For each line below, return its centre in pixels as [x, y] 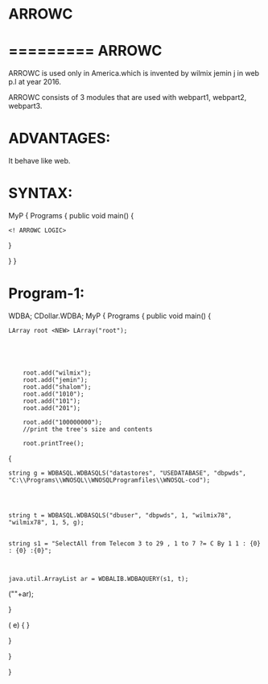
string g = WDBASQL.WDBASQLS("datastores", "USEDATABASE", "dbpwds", [128, 473]
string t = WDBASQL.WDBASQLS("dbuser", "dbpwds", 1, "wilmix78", [120, 515]
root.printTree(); [54, 443]
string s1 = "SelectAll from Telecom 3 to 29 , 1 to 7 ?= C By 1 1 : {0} [135, 543]
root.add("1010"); [54, 394]
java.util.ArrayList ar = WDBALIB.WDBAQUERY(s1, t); [99, 578]
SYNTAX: [41, 193]
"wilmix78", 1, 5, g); [46, 522]
